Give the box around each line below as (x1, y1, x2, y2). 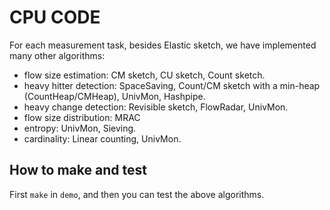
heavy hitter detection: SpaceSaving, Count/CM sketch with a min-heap (23, 79, 321, 91)
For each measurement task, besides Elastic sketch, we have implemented (9, 39, 317, 51)
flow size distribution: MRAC (23, 111, 141, 123)
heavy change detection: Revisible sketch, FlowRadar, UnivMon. (23, 101, 289, 113)
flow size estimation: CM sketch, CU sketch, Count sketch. (23, 69, 266, 81)
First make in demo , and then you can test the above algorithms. (9, 188, 265, 200)
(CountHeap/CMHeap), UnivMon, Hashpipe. (23, 90, 206, 102)
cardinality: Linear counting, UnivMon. (23, 132, 182, 145)
